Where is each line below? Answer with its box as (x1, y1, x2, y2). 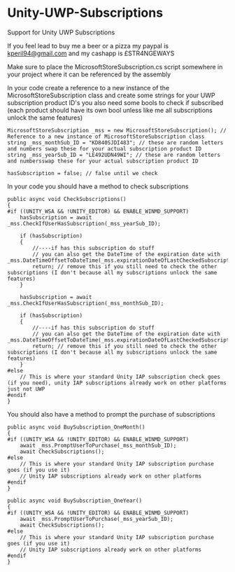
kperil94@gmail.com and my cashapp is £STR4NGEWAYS (7, 49, 175, 57)
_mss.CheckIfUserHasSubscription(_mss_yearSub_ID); (7, 220, 161, 227)
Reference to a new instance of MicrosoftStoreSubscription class (7, 133, 205, 140)
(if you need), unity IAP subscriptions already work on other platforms (7, 379, 227, 386)
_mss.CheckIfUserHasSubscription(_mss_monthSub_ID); (7, 300, 164, 307)
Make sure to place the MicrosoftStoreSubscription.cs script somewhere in (7, 62, 223, 71)
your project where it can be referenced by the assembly (7, 70, 171, 78)
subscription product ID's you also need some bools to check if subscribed (7, 98, 224, 106)
